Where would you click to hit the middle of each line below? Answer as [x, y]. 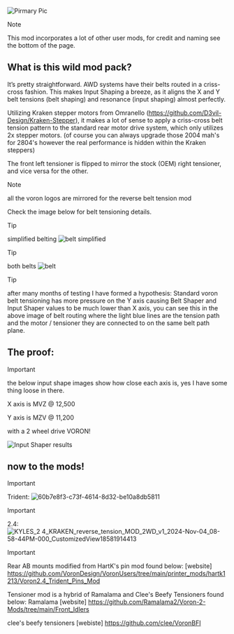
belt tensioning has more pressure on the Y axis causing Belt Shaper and [112, 301]
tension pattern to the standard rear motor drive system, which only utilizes [115, 128]
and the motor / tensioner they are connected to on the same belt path [108, 323]
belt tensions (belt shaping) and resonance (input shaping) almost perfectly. [116, 99]
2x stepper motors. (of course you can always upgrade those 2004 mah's [114, 135]
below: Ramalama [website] [47, 602]
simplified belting [32, 239]
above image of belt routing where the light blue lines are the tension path [114, 315]
